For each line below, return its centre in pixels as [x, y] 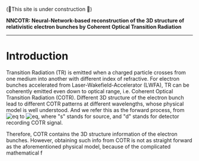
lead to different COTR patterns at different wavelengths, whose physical [95, 104]
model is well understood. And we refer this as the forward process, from [95, 110]
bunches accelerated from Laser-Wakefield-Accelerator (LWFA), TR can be [98, 85]
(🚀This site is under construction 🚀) [49, 9]
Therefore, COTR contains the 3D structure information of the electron [92, 134]
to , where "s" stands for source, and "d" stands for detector [99, 116]
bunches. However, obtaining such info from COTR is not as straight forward [99, 140]
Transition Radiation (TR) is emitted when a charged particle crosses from [96, 72]
